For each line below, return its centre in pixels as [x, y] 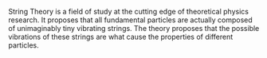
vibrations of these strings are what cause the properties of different [121, 37]
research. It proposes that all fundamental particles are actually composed [130, 20]
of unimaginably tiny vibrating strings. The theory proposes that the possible [134, 28]
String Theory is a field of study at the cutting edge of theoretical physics [129, 12]
